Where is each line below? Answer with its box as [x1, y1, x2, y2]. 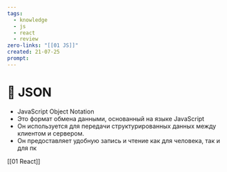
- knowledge [13, 17, 48, 23]
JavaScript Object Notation [17, 107, 95, 116]
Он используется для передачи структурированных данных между [17, 122, 217, 130]
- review [13, 36, 39, 43]
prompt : [7, 55, 30, 62]
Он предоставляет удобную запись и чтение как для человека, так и [17, 136, 221, 144]
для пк [17, 144, 37, 152]
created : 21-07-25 [7, 49, 60, 56]
